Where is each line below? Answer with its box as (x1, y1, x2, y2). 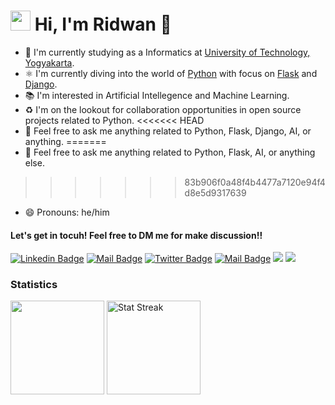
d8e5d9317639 (184, 186, 247, 199)
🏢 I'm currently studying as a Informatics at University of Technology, (24, 46, 311, 58)
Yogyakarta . (24, 56, 75, 69)
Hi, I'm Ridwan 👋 (34, 13, 172, 36)
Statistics (10, 278, 58, 292)
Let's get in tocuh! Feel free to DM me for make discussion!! (10, 229, 263, 241)
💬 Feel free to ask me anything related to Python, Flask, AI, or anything (24, 146, 316, 158)
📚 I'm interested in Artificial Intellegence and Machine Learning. (24, 89, 290, 101)
